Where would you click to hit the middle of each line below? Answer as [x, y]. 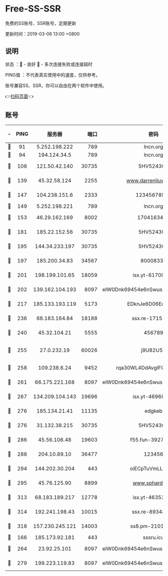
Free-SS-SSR [33, 9]
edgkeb [153, 411]
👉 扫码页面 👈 [19, 96]
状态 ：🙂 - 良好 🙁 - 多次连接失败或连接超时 [49, 64]
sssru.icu [153, 537]
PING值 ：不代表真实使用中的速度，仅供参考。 [53, 75]
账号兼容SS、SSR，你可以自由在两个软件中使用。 [56, 85]
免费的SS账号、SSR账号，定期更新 [41, 23]
